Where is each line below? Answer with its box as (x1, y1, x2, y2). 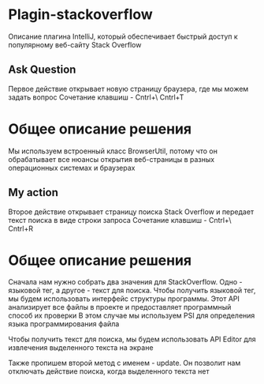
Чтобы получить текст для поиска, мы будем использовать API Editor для (8, 334, 256, 344)
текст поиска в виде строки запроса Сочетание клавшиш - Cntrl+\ (8, 215, 232, 224)
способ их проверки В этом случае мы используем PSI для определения (8, 311, 255, 321)
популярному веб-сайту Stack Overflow (8, 40, 142, 49)
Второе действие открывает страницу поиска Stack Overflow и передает (8, 207, 255, 216)
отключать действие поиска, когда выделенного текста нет (8, 367, 210, 376)
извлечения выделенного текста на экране (8, 343, 154, 352)
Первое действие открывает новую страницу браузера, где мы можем (8, 84, 249, 93)
